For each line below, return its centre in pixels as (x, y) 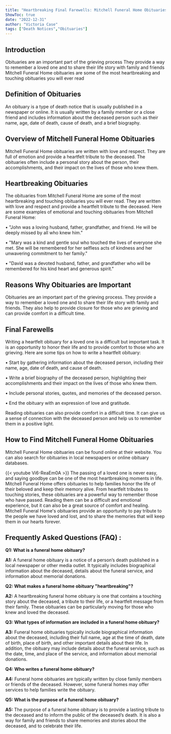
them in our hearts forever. (33, 522)
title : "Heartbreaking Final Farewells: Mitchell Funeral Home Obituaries (86, 10)
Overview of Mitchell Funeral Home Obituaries (80, 139)
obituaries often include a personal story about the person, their (72, 162)
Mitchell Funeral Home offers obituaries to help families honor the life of (81, 483)
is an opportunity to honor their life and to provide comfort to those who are (84, 347)
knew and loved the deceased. (37, 612)
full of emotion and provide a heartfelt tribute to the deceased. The (75, 157)
